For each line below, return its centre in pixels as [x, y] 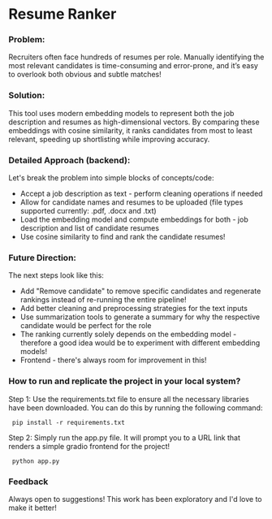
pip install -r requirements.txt [69, 422]
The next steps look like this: [56, 275]
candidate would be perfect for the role [86, 326]
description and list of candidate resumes [90, 228]
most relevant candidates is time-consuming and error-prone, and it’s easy [133, 66]
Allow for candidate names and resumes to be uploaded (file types [132, 202]
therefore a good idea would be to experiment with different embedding [140, 343]
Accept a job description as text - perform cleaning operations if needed [141, 194]
